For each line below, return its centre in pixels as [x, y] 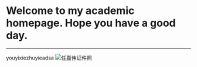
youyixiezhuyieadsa [30, 58]
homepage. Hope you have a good [91, 23]
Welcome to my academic [70, 11]
